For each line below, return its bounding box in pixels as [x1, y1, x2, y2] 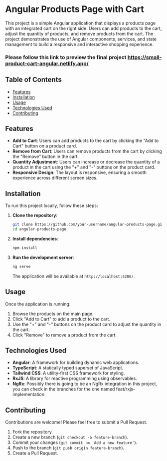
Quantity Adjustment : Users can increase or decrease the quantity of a [12, 159, 160, 165]
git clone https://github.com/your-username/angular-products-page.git [12, 222, 165, 227]
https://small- [127, 53, 162, 60]
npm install [12, 245, 37, 250]
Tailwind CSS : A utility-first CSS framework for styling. [12, 370, 125, 376]
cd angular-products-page [12, 226, 66, 232]
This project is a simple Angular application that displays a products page [5, 20, 156, 26]
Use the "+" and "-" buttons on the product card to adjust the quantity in [12, 321, 162, 327]
